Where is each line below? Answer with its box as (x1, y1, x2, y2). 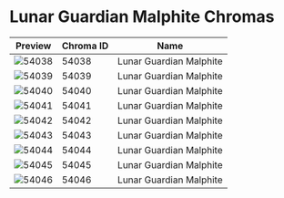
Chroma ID (61, 39, 109, 52)
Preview (15, 39, 52, 52)
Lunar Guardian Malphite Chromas (9, 6, 275, 27)
